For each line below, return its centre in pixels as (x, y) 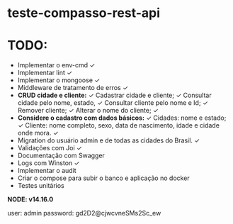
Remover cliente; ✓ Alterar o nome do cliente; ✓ (88, 111)
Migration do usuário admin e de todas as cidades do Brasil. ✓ (109, 140)
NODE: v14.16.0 (30, 199)
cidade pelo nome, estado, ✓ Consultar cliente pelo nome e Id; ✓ (113, 103)
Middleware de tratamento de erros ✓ (73, 88)
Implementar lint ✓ (45, 73)
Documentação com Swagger (61, 156)
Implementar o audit (47, 171)
